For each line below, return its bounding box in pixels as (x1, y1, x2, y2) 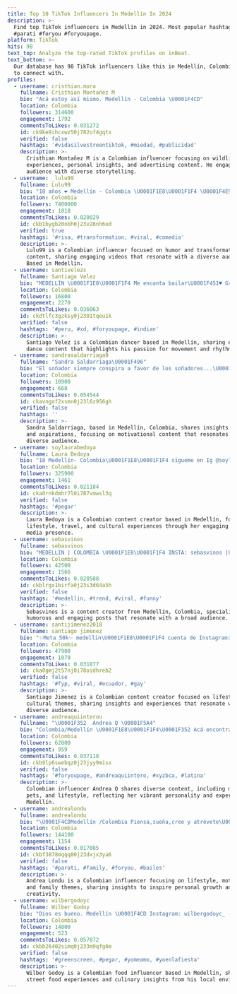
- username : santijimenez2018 (13, 621, 102, 629)
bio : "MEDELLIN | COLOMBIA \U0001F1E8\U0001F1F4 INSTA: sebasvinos (20, 549, 222, 556)
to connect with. (13, 69, 65, 76)
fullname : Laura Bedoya (20, 450, 90, 458)
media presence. (25, 529, 74, 536)
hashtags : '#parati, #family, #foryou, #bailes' (20, 864, 166, 871)
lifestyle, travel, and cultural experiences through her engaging (25, 523, 229, 530)
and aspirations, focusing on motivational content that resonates (25, 430, 229, 438)
